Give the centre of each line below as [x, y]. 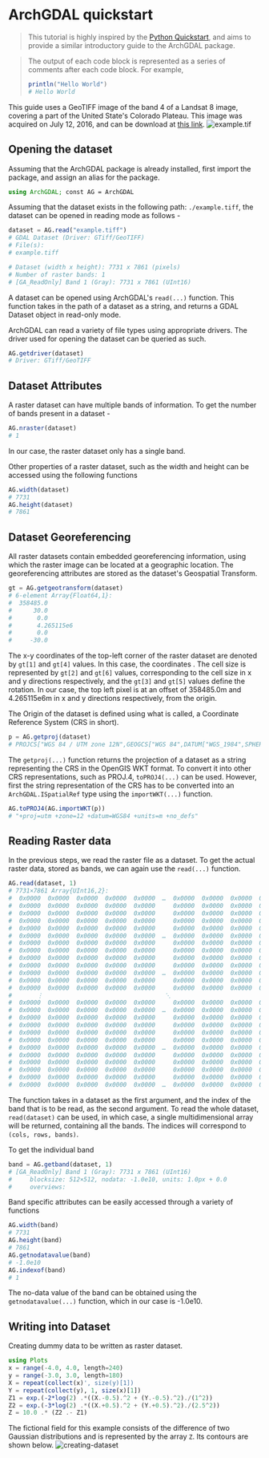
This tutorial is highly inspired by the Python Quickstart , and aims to [139, 37]
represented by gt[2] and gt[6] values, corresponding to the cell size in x [130, 673]
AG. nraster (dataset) [43, 428]
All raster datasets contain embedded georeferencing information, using [127, 557]
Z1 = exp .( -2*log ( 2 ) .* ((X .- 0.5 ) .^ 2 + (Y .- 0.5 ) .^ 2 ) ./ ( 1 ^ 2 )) [111, 1398]
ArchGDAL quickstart [81, 15]
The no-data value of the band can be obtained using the [103, 1293]
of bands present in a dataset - [59, 414]
